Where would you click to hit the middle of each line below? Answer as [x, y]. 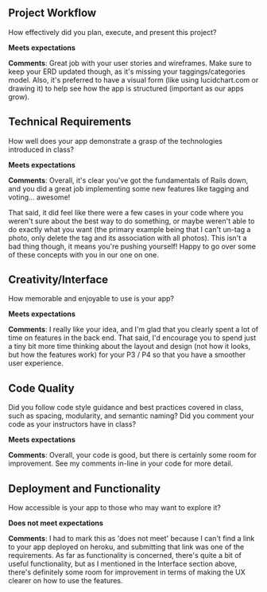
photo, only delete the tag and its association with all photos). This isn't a [128, 238]
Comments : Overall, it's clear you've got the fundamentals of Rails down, [128, 180]
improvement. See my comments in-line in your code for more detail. [121, 463]
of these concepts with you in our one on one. [83, 254]
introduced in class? [41, 149]
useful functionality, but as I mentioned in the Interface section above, [123, 564]
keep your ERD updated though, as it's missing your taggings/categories [127, 72]
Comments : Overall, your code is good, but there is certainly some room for [132, 455]
